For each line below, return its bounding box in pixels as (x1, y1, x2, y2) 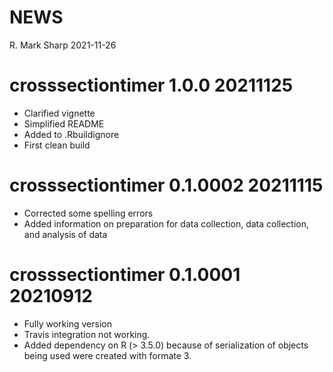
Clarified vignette (23, 107, 96, 119)
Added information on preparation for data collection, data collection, (23, 217, 310, 230)
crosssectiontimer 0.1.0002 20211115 (9, 174, 324, 197)
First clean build (23, 139, 91, 151)
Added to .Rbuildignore (23, 128, 120, 140)
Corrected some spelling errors (23, 207, 154, 219)
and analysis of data (23, 228, 108, 240)
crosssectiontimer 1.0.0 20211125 (9, 74, 294, 97)
